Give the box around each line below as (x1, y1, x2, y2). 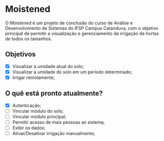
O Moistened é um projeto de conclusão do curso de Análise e (5, 20, 133, 26)
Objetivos (5, 50, 36, 59)
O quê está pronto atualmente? (5, 89, 103, 98)
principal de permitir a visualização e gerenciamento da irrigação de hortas (5, 30, 159, 36)
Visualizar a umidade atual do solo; (12, 63, 84, 69)
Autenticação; (12, 102, 41, 108)
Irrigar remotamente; (12, 74, 55, 80)
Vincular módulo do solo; (12, 108, 64, 114)
